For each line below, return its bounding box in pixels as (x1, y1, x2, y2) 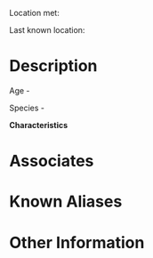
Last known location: (9, 25, 85, 35)
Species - (9, 102, 45, 113)
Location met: (9, 8, 60, 18)
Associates (9, 151, 94, 172)
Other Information (9, 232, 145, 253)
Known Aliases (9, 191, 123, 212)
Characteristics (9, 119, 68, 130)
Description (9, 56, 98, 77)
